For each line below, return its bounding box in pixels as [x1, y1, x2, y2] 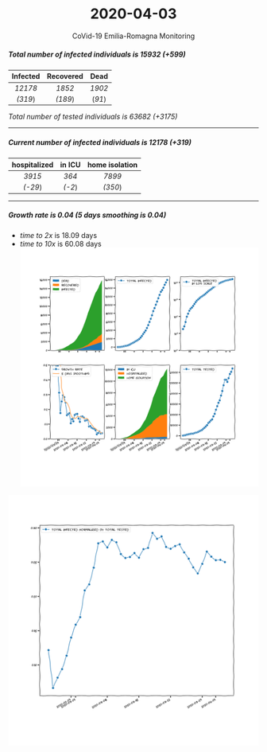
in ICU [60, 160, 81, 169]
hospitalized [11, 160, 54, 169]
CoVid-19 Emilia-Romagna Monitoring [72, 31, 195, 41]
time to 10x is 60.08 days [19, 239, 102, 248]
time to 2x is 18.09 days [19, 230, 98, 240]
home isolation [87, 160, 137, 169]
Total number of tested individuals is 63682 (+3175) [8, 112, 178, 122]
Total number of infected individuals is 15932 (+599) [8, 49, 187, 59]
